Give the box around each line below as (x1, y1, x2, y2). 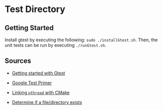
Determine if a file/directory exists (11, 99, 82, 105)
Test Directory (4, 4, 65, 15)
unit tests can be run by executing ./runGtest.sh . (4, 42, 106, 48)
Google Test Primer (11, 79, 52, 86)
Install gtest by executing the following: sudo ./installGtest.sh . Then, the (4, 37, 158, 43)
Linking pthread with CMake (11, 89, 70, 95)
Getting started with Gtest (11, 70, 65, 76)
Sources (4, 57, 31, 65)
